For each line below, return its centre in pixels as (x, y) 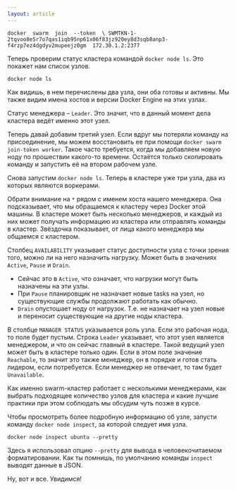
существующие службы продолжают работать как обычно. (107, 301)
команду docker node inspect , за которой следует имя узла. (98, 424)
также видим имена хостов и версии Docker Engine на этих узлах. (107, 99)
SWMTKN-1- (123, 33)
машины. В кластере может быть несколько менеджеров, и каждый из (115, 214)
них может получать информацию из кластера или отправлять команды (117, 221)
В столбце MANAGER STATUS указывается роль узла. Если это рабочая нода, (118, 329)
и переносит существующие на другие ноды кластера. (100, 316)
